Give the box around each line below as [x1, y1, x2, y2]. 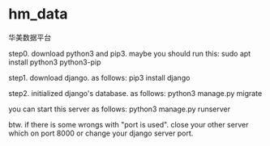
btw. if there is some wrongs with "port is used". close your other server [8, 119, 249, 129]
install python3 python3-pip [8, 57, 101, 67]
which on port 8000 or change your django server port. [8, 128, 194, 138]
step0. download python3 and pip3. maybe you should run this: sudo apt [8, 48, 251, 58]
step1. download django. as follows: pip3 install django [8, 73, 191, 82]
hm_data [8, 5, 68, 23]
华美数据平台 [8, 32, 51, 42]
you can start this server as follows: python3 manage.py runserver [8, 104, 231, 114]
